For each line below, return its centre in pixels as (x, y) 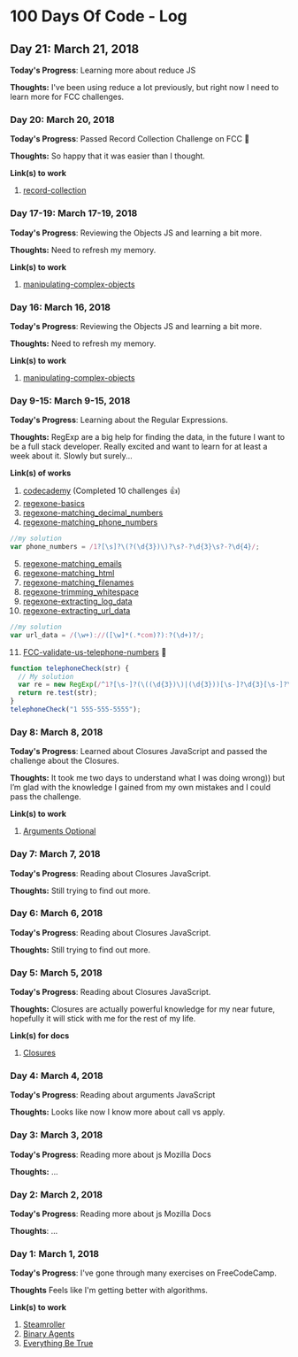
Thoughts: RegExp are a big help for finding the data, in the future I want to (148, 437)
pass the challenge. (46, 797)
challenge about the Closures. (65, 761)
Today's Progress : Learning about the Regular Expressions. (119, 420)
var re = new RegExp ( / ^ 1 (64, 685)
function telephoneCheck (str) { (69, 668)
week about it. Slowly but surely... (71, 456)
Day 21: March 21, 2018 (75, 49)
